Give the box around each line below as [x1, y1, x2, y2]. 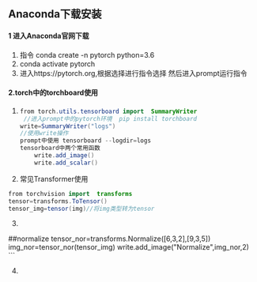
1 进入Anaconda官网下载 [8, 31, 89, 40]
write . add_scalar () [34, 159, 99, 167]
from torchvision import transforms [8, 190, 133, 197]
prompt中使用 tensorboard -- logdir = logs [19, 137, 152, 145]
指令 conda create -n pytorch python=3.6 [19, 50, 155, 59]
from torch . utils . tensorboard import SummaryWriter [19, 107, 198, 115]
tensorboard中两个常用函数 [19, 145, 100, 152]
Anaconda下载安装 [8, 7, 102, 21]
